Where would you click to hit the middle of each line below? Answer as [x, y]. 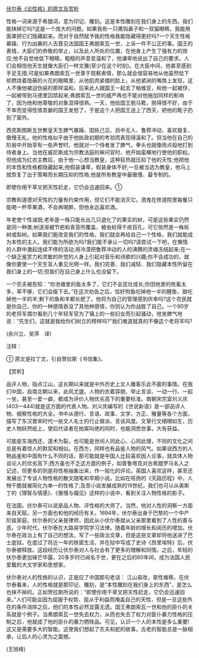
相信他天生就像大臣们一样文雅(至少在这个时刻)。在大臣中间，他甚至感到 [104, 66]
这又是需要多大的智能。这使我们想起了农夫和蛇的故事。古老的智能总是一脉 [97, 629]
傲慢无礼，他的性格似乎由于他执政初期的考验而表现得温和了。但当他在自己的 [99, 137]
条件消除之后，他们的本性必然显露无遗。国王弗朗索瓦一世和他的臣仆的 [102, 607]
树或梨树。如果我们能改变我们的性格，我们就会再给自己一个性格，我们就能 [97, 235]
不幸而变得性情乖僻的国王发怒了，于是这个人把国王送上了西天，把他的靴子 [97, 110]
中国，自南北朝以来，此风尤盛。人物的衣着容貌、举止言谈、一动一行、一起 [102, 391]
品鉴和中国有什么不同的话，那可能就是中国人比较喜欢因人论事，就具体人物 [102, 456]
